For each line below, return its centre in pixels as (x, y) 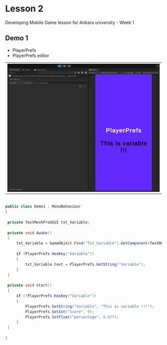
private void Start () (30, 285)
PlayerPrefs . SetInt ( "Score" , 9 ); (60, 312)
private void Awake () (30, 233)
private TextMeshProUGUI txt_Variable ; (49, 222)
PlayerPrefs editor (31, 55)
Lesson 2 (24, 9)
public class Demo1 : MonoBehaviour (43, 207)
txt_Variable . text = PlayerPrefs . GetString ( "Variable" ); (85, 264)
